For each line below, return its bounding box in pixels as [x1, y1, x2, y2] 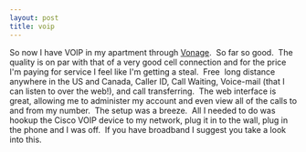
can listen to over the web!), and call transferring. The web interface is [9, 86, 277, 96]
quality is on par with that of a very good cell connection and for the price [9, 56, 287, 67]
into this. [9, 134, 43, 145]
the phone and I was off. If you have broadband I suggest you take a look [9, 124, 286, 135]
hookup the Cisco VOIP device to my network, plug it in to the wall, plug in [9, 115, 289, 126]
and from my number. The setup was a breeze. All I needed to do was [9, 105, 276, 116]
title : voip [9, 22, 55, 31]
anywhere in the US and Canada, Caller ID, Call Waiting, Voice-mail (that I [9, 76, 285, 86]
